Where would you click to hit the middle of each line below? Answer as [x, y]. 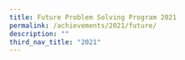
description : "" [39, 34]
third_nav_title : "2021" [55, 42]
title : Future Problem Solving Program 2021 [93, 17]
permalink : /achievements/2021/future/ [83, 26]
